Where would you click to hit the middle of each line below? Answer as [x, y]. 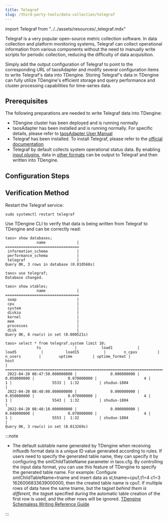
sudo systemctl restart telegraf [40, 214]
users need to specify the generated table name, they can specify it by [85, 456]
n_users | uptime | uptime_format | [68, 356]
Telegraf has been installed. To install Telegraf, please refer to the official [87, 139]
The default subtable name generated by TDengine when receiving [81, 445]
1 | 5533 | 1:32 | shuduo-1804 [67, 383]
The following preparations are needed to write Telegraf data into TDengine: [83, 113]
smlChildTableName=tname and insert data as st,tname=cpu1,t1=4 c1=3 [86, 477]
